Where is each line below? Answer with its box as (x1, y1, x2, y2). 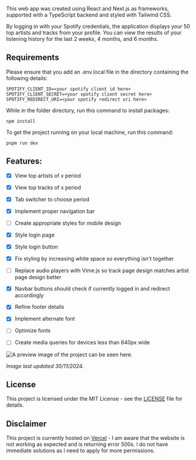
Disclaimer (6, 419, 47, 429)
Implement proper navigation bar (14, 207, 95, 215)
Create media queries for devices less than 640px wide (14, 339, 150, 346)
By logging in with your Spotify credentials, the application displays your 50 (6, 23, 191, 30)
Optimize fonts (14, 327, 51, 334)
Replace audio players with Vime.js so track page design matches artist (14, 267, 189, 274)
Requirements (6, 53, 59, 63)
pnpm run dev (6, 140, 38, 146)
